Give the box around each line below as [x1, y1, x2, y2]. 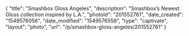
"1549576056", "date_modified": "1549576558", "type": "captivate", [5, 17, 168, 24]
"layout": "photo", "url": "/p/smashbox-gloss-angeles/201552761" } [5, 23, 167, 30]
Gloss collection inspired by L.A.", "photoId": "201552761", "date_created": [5, 11, 184, 18]
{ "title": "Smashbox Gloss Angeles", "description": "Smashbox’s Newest [5, 5, 180, 12]
